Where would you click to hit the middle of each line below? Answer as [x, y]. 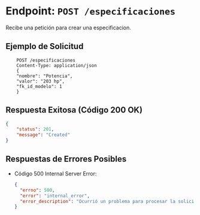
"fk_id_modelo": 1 [39, 86]
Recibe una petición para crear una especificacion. [68, 28]
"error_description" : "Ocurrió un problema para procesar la [98, 201]
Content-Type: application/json [57, 65]
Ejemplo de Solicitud [45, 46]
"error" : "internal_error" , [55, 196]
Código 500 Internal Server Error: [55, 173]
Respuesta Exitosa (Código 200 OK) [74, 110]
